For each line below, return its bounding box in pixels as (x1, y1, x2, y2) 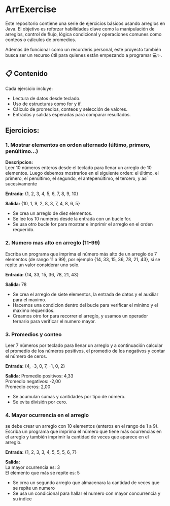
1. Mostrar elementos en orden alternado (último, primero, (5, 141, 151, 148)
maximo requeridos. (12, 307, 55, 313)
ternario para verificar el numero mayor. (12, 318, 96, 324)
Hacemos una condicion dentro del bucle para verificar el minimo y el (12, 302, 158, 308)
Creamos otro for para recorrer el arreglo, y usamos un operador (12, 312, 148, 319)
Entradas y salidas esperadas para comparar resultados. (12, 111, 131, 117)
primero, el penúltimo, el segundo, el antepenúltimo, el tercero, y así (5, 175, 148, 181)
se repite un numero (12, 485, 55, 491)
